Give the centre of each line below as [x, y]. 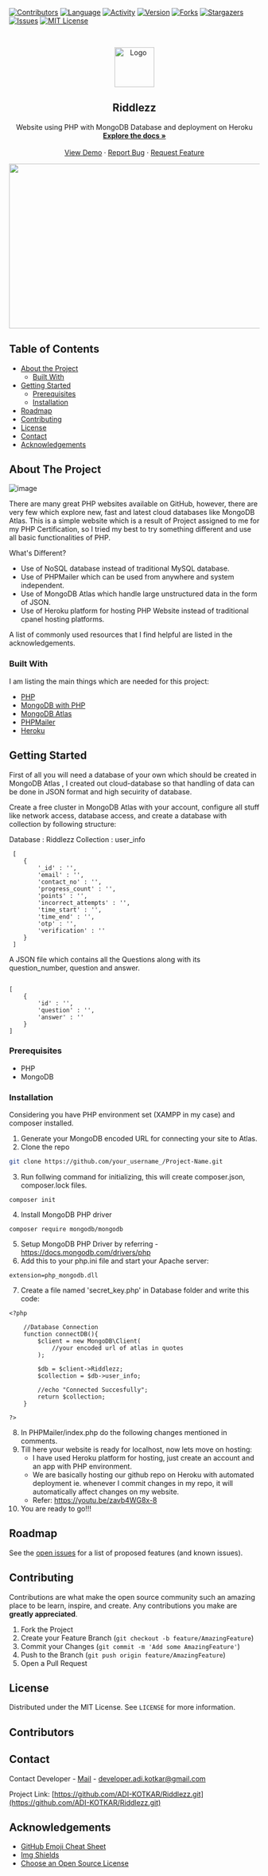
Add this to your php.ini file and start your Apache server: [115, 1261]
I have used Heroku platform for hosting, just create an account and [143, 1458]
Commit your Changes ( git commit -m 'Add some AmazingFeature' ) [130, 1646]
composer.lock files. [54, 1185]
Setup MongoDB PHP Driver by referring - [89, 1244]
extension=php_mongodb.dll [54, 1276]
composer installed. [41, 1123]
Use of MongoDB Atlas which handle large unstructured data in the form [139, 594]
